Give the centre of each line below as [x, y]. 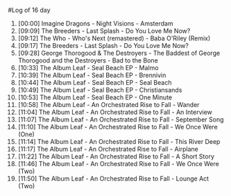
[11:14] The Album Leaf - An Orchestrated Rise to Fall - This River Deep [119, 141]
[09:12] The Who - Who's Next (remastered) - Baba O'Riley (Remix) [114, 38]
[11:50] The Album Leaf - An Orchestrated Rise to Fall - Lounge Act [113, 179]
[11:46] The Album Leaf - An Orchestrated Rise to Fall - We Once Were [118, 164]
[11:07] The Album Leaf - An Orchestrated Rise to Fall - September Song [121, 120]
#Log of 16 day [29, 10]
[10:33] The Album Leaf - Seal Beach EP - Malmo [88, 68]
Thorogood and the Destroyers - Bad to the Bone [88, 60]
